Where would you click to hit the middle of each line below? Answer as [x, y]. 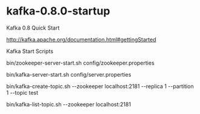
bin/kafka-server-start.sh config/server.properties [69, 74]
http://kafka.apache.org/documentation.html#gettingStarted [81, 39]
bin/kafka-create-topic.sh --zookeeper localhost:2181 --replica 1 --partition [100, 86]
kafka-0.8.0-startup [58, 11]
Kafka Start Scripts [30, 51]
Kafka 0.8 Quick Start [33, 28]
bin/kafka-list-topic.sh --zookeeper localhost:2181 [69, 104]
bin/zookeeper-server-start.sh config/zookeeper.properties [80, 63]
